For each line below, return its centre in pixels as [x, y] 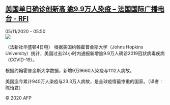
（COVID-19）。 [21, 60]
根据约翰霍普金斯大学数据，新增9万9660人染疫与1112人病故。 [70, 70]
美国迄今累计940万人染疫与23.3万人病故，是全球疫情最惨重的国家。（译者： [84, 81]
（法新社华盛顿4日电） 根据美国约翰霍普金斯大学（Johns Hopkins [74, 47]
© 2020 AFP [19, 98]
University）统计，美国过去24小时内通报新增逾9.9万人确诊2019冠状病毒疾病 [85, 53]
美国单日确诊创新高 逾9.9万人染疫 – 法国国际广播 [81, 9]
